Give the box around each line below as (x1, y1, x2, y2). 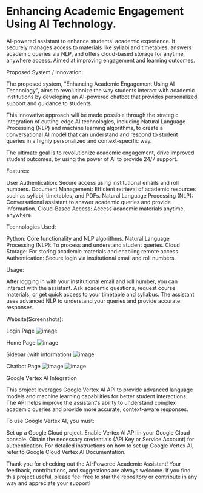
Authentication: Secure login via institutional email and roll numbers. (6, 254, 176, 261)
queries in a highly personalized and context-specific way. (6, 137, 153, 144)
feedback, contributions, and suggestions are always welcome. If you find (6, 466, 191, 474)
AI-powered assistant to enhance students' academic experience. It (6, 37, 176, 44)
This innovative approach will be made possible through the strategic (6, 111, 179, 119)
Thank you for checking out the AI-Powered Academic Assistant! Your (6, 460, 181, 467)
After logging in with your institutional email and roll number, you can (6, 278, 178, 285)
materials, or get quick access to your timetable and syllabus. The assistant (6, 291, 195, 298)
